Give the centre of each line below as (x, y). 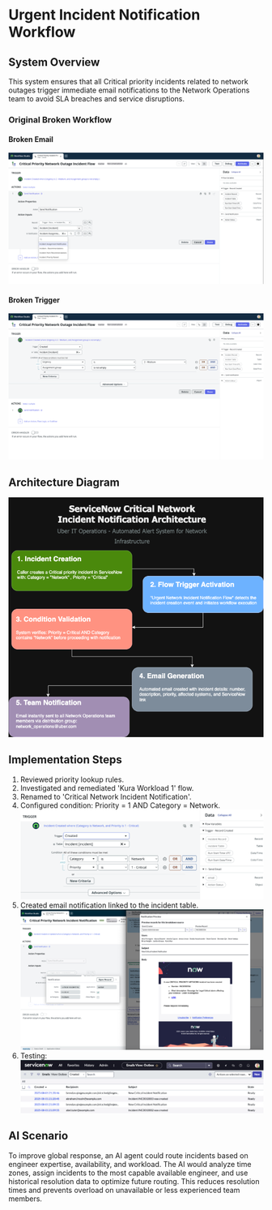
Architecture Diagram (64, 482)
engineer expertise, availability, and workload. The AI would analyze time (130, 1164)
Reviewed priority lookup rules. (72, 779)
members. (25, 1199)
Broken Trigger (34, 300)
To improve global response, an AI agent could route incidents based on (128, 1155)
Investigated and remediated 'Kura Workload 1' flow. (107, 787)
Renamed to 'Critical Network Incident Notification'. (106, 796)
